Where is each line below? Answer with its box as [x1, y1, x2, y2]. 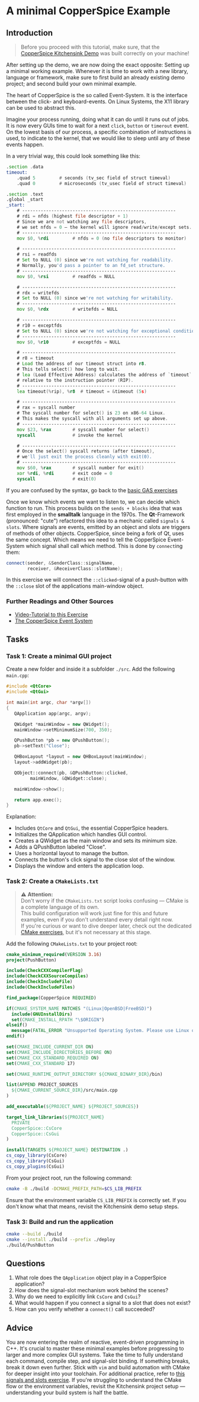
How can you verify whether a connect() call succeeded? [14, 1306, 155, 1313]
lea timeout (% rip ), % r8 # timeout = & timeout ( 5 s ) [17, 388, 147, 394]
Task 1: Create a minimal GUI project [6, 652, 112, 660]
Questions [6, 1258, 46, 1269]
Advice [6, 1323, 33, 1333]
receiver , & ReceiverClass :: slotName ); [27, 565, 123, 572]
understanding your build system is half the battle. [6, 1389, 129, 1396]
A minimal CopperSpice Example [6, 4, 171, 18]
